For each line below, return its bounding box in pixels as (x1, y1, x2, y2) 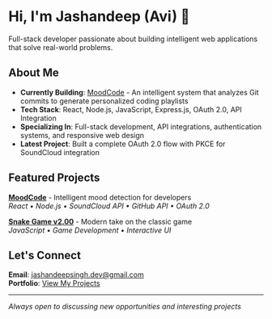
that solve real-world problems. (8, 42, 113, 52)
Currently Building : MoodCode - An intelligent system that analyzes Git (19, 87, 259, 97)
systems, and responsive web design (19, 130, 144, 140)
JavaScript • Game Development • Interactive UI (8, 225, 172, 235)
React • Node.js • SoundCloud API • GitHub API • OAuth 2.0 (8, 201, 210, 211)
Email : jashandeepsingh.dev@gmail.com (8, 270, 144, 279)
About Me (8, 66, 59, 80)
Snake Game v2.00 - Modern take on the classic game (8, 216, 193, 226)
